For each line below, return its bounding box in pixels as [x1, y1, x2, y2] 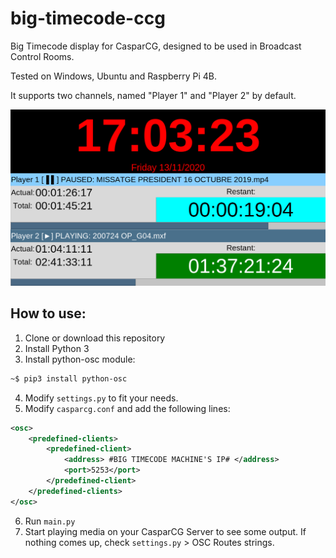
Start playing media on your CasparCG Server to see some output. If [24, 525, 307, 537]
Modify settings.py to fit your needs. [24, 392, 179, 404]
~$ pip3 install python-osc [10, 373, 128, 384]
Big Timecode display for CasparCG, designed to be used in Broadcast [10, 40, 302, 52]
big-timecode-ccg [10, 7, 166, 30]
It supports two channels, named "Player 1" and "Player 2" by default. [10, 89, 297, 101]
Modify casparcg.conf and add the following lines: [24, 402, 231, 414]
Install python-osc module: [24, 353, 136, 365]
